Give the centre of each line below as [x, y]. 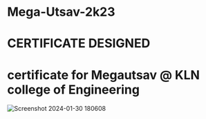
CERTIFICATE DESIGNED [79, 44]
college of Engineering [74, 89]
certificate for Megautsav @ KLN [104, 75]
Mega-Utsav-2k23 [61, 12]
